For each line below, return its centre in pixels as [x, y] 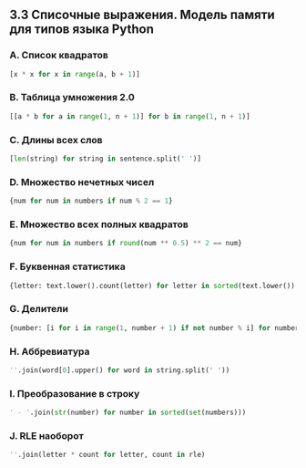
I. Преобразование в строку [75, 393]
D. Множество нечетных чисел [82, 182]
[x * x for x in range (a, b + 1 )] [75, 74]
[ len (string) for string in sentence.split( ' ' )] [106, 159]
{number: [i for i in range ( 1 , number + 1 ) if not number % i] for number [154, 328]
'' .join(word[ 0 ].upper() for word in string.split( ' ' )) [120, 370]
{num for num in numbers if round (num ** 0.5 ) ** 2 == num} [126, 244]
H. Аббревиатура [50, 351]
